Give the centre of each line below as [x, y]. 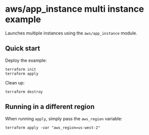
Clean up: [15, 82]
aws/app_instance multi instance [74, 9]
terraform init [21, 69]
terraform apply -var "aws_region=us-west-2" [53, 128]
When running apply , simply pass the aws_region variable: [64, 118]
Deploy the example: [26, 60]
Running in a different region [50, 107]
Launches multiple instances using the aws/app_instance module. [71, 33]
